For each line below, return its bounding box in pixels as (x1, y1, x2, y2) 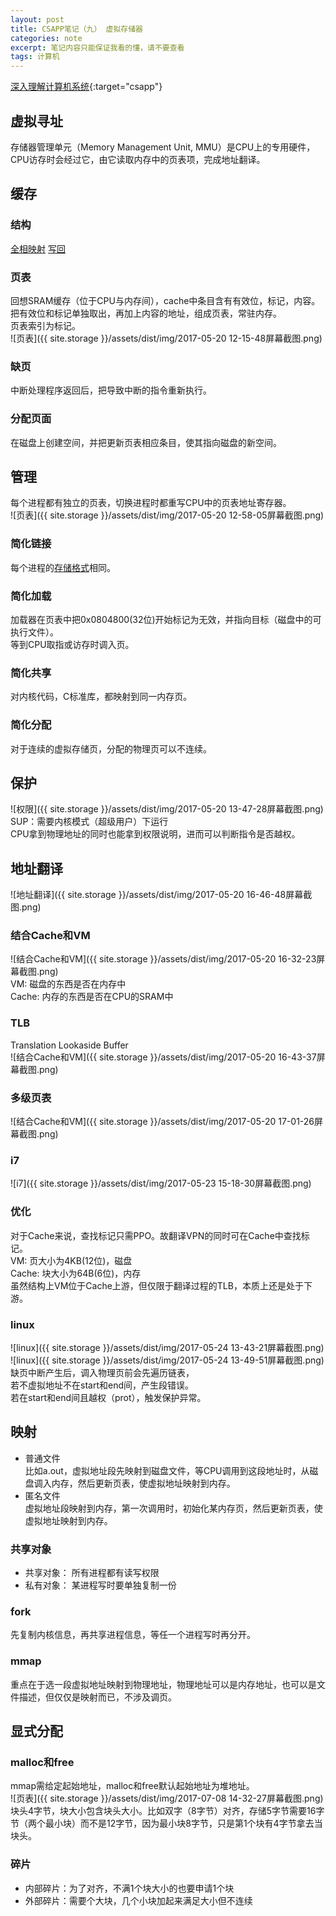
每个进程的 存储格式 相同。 (10, 561, 116, 573)
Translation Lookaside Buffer (10, 1039, 129, 1051)
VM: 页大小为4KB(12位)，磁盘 (10, 1254, 133, 1266)
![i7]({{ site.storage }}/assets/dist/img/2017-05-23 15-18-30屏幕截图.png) (10, 1177, 312, 1190)
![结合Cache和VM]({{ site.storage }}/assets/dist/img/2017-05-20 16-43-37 (10, 1051, 317, 1063)
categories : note (10, 33, 83, 43)
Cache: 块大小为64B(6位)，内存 (10, 1267, 142, 1279)
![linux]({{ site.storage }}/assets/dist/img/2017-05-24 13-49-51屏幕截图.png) (10, 1354, 325, 1366)
